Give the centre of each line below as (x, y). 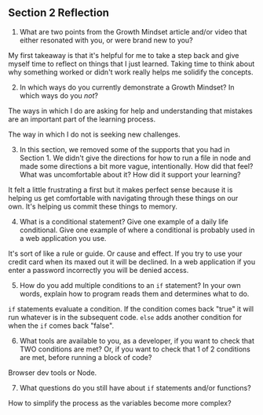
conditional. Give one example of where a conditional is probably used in (137, 230)
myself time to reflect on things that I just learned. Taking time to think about (131, 64)
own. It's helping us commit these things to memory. (93, 206)
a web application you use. (63, 238)
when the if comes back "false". (61, 326)
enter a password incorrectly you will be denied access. (99, 270)
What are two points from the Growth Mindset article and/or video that (133, 31)
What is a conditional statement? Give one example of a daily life (124, 221)
